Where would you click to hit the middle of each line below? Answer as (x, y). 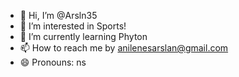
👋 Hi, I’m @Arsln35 (58, 15)
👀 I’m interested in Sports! (73, 26)
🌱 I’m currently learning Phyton (83, 36)
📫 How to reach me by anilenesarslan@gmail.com (124, 48)
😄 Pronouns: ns (53, 62)
